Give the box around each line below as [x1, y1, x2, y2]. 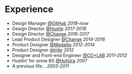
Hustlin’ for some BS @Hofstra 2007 [12, 57, 88, 63]
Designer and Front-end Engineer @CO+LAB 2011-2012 [12, 52, 127, 58]
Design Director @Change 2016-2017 [12, 31, 89, 37]
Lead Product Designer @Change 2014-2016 [12, 36, 105, 42]
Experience [5, 4, 53, 15]
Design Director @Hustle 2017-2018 [12, 25, 87, 31]
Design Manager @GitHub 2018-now [12, 20, 89, 26]
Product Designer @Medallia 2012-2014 [12, 41, 95, 47]
